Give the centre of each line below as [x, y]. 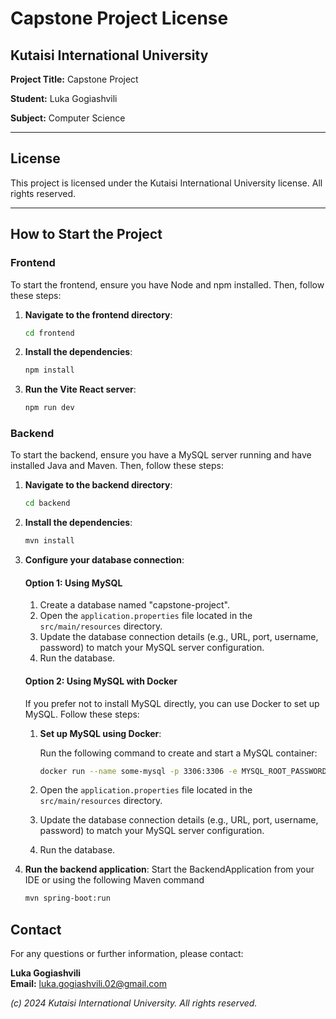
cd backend [47, 503]
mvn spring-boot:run [67, 898]
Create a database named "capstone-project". [134, 605]
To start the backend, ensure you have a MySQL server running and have [161, 455]
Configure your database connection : [104, 560]
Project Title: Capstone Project [74, 79]
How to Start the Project [86, 234]
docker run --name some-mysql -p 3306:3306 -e [138, 771]
